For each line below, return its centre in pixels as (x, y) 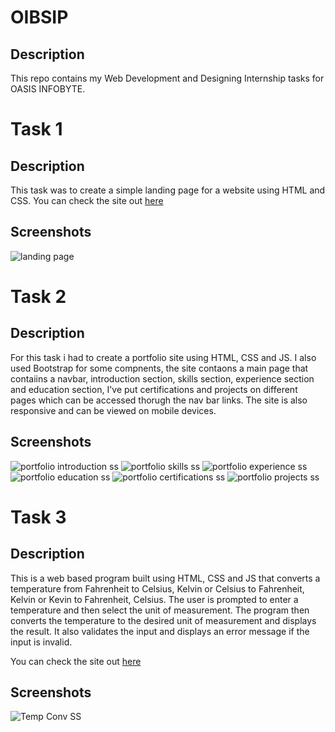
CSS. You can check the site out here (87, 200)
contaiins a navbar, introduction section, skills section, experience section (162, 378)
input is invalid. (41, 642)
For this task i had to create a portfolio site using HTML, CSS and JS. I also (163, 357)
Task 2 (38, 297)
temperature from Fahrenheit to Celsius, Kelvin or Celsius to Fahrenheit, (157, 588)
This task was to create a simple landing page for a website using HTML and (168, 190)
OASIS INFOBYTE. (48, 89)
